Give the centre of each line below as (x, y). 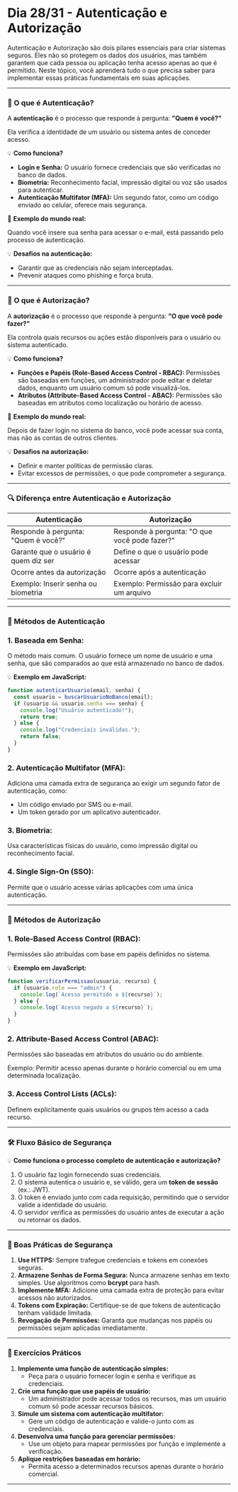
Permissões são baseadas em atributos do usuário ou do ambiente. (106, 1054)
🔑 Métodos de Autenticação (56, 621)
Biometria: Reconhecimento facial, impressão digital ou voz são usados (123, 183)
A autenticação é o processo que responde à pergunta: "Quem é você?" (114, 118)
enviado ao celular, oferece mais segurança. (82, 205)
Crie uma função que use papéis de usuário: (84, 1391)
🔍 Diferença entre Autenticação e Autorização (89, 499)
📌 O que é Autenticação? (51, 103)
